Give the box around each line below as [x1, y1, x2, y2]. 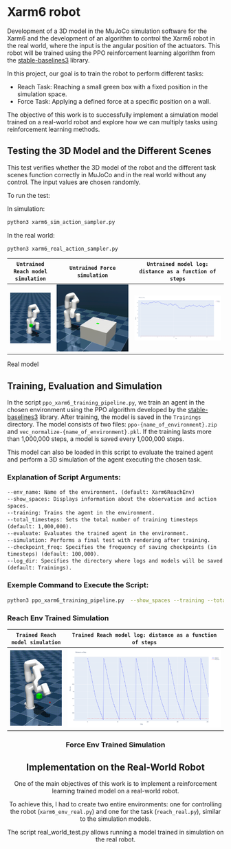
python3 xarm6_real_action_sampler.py [7, 245, 118, 252]
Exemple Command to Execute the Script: [7, 580, 149, 590]
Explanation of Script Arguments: [7, 473, 122, 482]
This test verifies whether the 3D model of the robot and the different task [7, 163, 217, 172]
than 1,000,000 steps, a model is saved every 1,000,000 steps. [7, 435, 184, 443]
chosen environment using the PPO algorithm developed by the [7, 406, 187, 414]
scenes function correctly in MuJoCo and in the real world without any [7, 170, 207, 179]
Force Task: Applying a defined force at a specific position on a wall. [16, 97, 211, 105]
